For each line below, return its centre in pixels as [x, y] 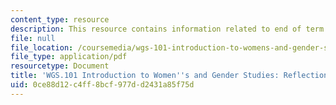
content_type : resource [60, 19]
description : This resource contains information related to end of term [167, 29]
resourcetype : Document [60, 66]
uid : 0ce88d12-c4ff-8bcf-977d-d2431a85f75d [102, 85]
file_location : [42, 47]
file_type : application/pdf [69, 57]
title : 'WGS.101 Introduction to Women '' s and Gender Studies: [145, 76]
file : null [33, 38]
